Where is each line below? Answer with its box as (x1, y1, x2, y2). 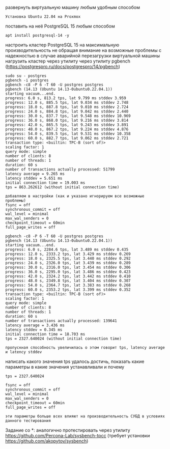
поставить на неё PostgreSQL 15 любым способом (5, 23, 116, 29)
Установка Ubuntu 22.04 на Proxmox (5, 14, 81, 19)
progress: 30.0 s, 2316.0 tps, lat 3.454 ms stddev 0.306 (5, 265, 131, 270)
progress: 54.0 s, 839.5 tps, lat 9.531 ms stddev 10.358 (5, 131, 131, 136)
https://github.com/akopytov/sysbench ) (5, 438, 89, 444)
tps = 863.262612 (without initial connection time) (5, 185, 120, 190)
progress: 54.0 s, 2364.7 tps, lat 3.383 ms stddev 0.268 (5, 283, 131, 288)
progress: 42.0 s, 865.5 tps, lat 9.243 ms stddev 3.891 (5, 122, 129, 127)
